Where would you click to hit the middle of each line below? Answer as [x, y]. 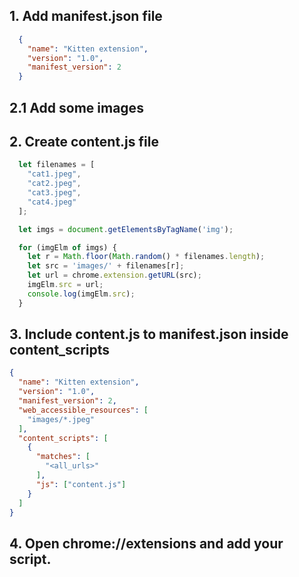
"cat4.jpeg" [52, 202]
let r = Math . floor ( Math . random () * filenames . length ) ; [146, 257]
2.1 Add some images [76, 107]
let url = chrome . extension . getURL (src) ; [114, 275]
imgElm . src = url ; [65, 285]
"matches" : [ [63, 457]
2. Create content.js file [84, 141]
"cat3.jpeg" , [54, 193]
